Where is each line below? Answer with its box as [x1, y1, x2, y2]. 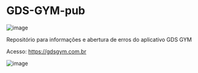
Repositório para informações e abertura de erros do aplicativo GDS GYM [6, 36, 192, 43]
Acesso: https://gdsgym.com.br [6, 47, 87, 55]
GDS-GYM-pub [6, 4, 86, 18]
